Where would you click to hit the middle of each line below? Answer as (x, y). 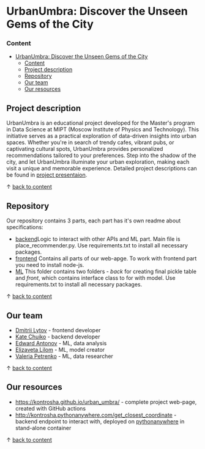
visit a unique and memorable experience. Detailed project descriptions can (102, 169)
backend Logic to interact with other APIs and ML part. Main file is (98, 239)
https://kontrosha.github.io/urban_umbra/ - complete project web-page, (106, 402)
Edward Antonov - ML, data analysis (61, 343)
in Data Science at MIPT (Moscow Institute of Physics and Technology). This (103, 130)
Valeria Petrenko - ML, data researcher (64, 356)
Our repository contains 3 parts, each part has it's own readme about (94, 221)
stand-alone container (43, 428)
